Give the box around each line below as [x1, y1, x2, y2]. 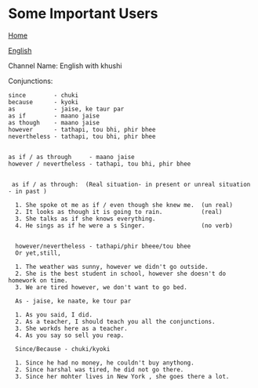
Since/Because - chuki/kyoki [15, 345, 111, 353]
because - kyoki [8, 98, 79, 106]
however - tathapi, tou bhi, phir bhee [8, 125, 156, 133]
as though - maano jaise [8, 118, 100, 126]
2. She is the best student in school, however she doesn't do [15, 270, 226, 277]
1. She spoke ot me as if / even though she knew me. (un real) [15, 201, 234, 209]
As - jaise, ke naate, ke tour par [15, 297, 132, 305]
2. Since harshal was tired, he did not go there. [15, 365, 184, 373]
